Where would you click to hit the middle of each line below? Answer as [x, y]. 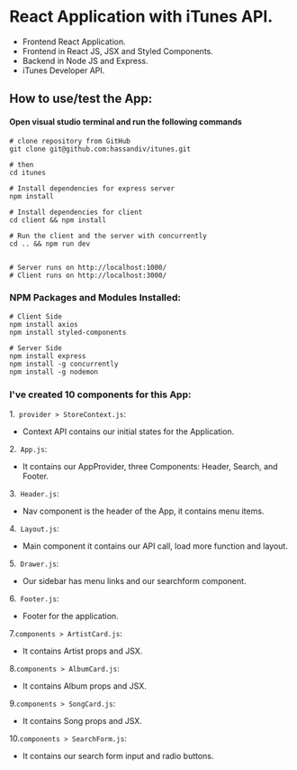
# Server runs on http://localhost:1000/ [88, 267]
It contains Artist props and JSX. [82, 651]
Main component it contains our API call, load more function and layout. [155, 546]
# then [22, 164]
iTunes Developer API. [63, 70]
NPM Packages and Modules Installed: [95, 298]
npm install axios [44, 324]
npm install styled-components [68, 332]
